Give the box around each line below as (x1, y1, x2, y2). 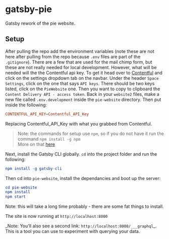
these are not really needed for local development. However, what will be (5, 64, 157, 70)
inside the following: (5, 102, 47, 108)
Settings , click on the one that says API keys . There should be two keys (5, 80, 155, 86)
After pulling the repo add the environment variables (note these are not (5, 48, 155, 54)
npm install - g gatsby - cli (5, 166, 62, 171)
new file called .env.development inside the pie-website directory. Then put (5, 96, 161, 102)
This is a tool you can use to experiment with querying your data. (5, 228, 140, 234)
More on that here (17, 141, 55, 147)
